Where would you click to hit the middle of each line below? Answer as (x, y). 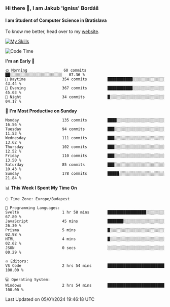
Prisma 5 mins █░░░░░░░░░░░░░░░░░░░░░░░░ (85, 230)
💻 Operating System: (28, 280)
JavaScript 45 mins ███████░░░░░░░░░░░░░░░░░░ (85, 221)
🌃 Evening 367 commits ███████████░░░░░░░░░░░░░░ (85, 88)
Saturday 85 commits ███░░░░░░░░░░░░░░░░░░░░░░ (85, 165)
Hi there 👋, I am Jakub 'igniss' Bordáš (52, 8)
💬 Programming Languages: (32, 208)
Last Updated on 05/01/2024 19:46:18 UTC (50, 299)
